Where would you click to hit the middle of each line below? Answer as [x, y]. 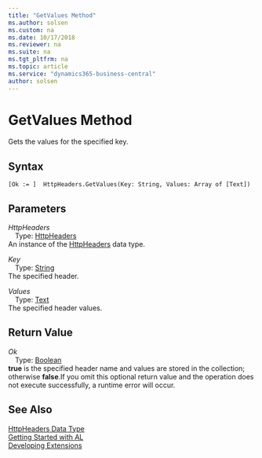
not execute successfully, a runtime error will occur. [92, 385]
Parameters [37, 209]
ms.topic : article [38, 67]
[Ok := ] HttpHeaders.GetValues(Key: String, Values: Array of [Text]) [129, 185]
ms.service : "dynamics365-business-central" [82, 74]
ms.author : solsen [38, 23]
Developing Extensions [45, 445]
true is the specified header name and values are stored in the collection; [127, 368]
